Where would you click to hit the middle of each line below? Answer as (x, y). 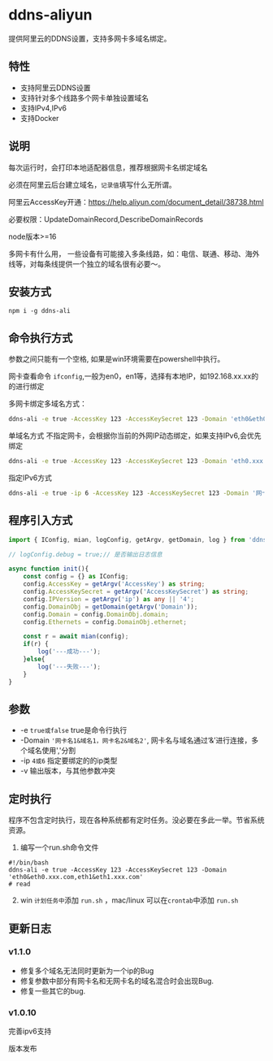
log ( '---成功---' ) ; (69, 652)
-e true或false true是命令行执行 (74, 730)
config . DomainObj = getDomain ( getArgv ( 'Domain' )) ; (110, 607)
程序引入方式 (41, 520)
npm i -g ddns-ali (39, 311)
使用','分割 (58, 751)
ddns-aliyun (50, 15)
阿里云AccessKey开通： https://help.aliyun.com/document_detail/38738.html (136, 201)
